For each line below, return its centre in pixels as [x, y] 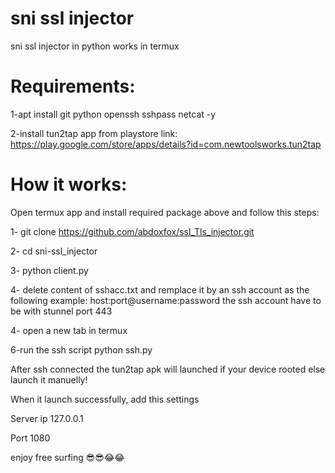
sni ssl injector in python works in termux [95, 46]
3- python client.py [49, 270]
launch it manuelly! [49, 379]
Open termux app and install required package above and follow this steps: [165, 212]
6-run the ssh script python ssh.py [81, 349]
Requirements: [73, 86]
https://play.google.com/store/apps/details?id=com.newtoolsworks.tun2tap [166, 144]
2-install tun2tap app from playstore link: [94, 133]
